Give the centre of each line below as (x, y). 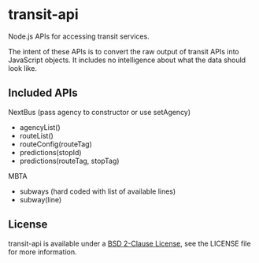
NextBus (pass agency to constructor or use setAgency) (100, 112)
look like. (23, 68)
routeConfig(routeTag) (56, 144)
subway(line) (41, 199)
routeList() (36, 135)
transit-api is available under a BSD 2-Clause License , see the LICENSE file (129, 243)
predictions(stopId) (50, 152)
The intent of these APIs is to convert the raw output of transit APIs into (124, 51)
